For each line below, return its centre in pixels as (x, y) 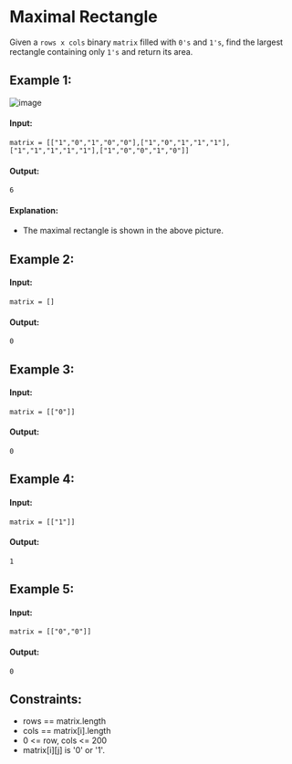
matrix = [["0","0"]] (51, 632)
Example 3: (42, 369)
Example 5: (42, 589)
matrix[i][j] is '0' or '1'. (63, 750)
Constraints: (46, 699)
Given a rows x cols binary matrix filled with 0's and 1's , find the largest (146, 42)
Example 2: (42, 259)
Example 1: (41, 81)
